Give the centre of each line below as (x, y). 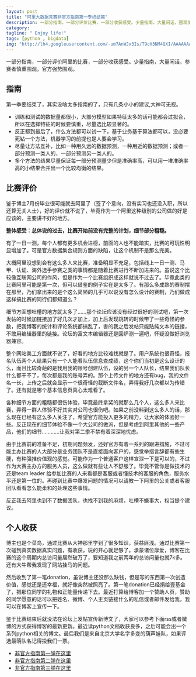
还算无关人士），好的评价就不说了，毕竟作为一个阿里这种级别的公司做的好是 (97, 211)
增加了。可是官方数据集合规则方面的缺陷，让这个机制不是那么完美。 (93, 250)
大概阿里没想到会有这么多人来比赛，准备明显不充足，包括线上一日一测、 (93, 262)
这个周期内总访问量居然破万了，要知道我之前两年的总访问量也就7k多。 (101, 558)
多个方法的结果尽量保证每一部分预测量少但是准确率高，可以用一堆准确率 (101, 160)
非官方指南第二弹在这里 (43, 661)
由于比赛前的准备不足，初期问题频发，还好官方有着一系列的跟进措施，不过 (95, 444)
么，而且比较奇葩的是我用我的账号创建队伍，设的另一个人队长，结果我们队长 (98, 368)
